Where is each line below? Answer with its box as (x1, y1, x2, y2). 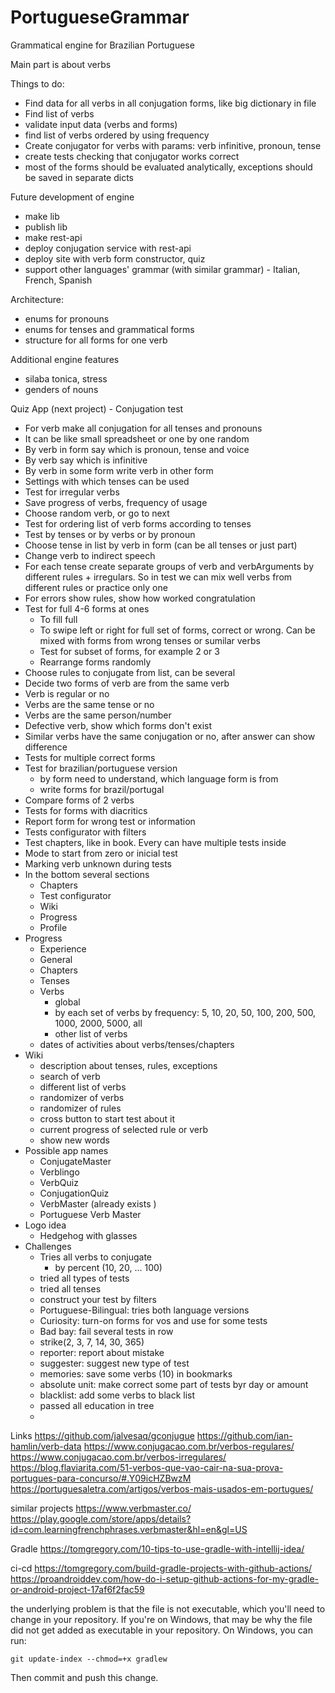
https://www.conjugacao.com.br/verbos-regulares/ (83, 1440, 295, 1452)
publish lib (24, 221, 68, 233)
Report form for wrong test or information (24, 815, 196, 827)
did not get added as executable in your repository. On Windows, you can (10, 1624, 313, 1636)
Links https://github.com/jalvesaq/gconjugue (10, 1429, 195, 1441)
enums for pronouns (24, 312, 110, 325)
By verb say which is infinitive (24, 454, 148, 466)
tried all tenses (39, 1282, 102, 1295)
